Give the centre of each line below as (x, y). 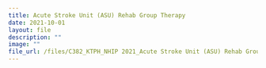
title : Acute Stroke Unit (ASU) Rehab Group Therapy (97, 15)
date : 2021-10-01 (37, 23)
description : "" (35, 37)
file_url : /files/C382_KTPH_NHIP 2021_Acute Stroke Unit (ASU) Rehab (125, 52)
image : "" (25, 45)
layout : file (30, 30)
